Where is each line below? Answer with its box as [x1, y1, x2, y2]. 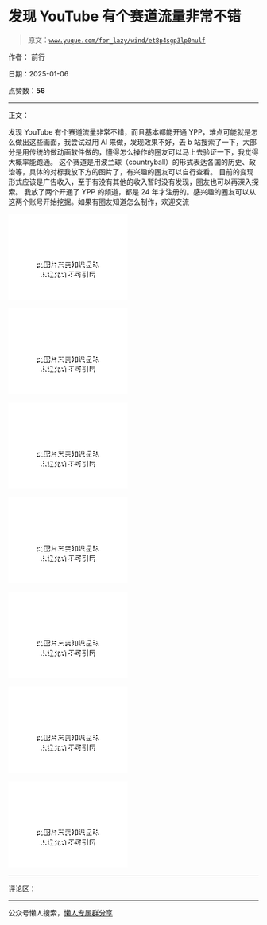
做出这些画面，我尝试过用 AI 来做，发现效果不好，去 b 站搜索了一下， [14, 137, 243, 147]
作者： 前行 [8, 52, 45, 61]
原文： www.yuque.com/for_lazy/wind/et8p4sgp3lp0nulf [27, 35, 206, 45]
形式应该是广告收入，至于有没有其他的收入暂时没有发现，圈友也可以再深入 [8, 177, 252, 186]
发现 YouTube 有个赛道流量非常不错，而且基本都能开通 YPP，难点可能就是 [8, 127, 252, 136]
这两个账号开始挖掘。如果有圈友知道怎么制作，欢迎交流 [8, 197, 189, 206]
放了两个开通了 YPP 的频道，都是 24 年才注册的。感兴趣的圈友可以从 [30, 186, 257, 196]
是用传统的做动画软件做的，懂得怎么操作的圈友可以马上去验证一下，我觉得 [14, 147, 259, 156]
